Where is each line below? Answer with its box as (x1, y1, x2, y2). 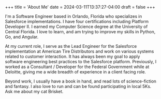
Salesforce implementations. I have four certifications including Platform (5, 19, 149, 24)
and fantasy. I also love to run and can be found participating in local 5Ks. (5, 84, 151, 89)
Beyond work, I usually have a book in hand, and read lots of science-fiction (5, 78, 157, 84)
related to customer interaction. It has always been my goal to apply (5, 54, 140, 59)
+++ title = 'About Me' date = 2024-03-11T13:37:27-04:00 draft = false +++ (5, 4, 156, 10)
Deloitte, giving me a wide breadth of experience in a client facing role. (5, 69, 146, 74)
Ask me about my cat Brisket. (5, 89, 64, 94)
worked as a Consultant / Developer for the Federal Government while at (5, 64, 149, 70)
